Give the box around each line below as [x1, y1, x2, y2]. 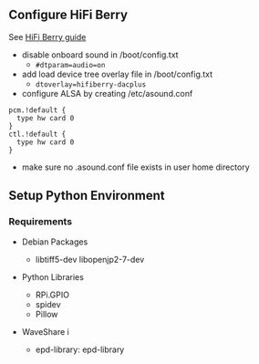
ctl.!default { [8, 130, 67, 139]
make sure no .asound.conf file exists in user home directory [21, 161, 250, 172]
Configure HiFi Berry [8, 7, 129, 23]
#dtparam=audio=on [35, 60, 106, 69]
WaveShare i [21, 326, 69, 337]
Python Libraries [21, 271, 84, 282]
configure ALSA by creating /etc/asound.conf [21, 88, 193, 99]
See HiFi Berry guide [8, 31, 87, 42]
